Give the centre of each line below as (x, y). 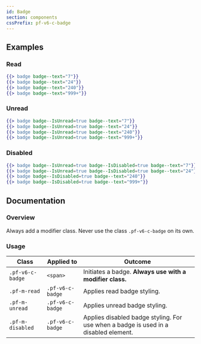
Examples (25, 47)
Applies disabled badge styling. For (133, 318)
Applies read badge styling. (122, 291)
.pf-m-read (25, 291)
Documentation (36, 201)
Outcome (138, 262)
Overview (21, 218)
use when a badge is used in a (126, 325)
